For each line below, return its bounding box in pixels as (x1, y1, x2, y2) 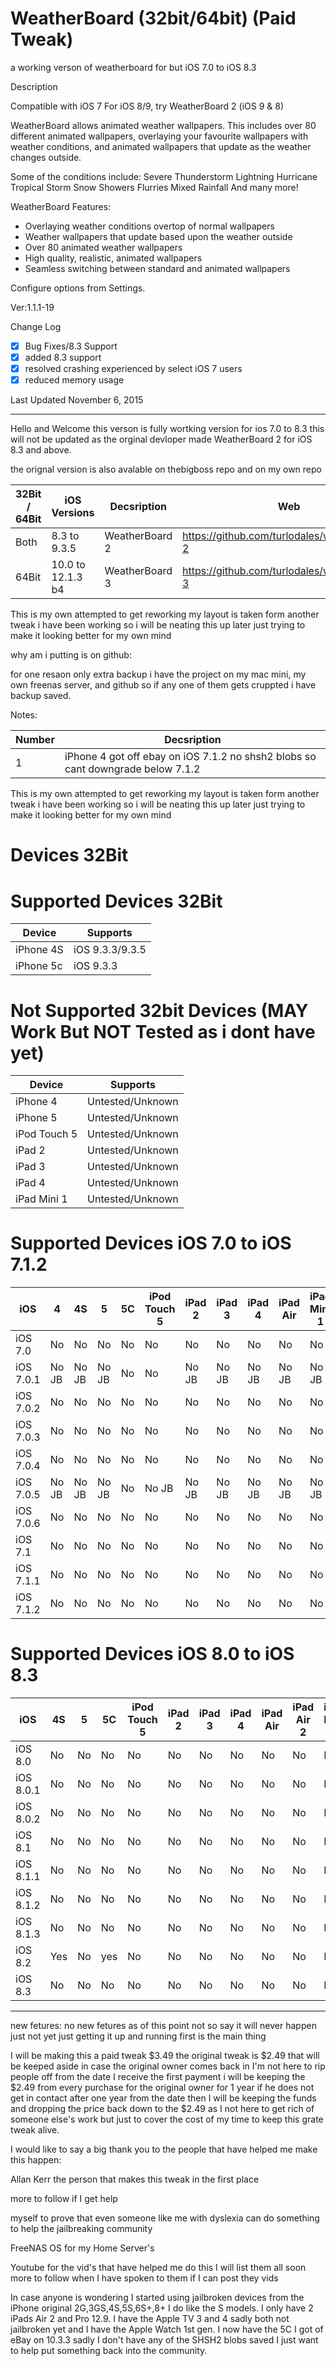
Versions (51, 506, 95, 520)
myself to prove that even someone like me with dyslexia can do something (10, 2212, 320, 2224)
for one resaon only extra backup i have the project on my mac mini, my (10, 668, 307, 681)
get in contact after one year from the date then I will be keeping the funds (10, 2092, 317, 2104)
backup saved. (10, 690, 72, 702)
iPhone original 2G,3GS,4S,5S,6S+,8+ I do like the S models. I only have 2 (10, 2302, 314, 2314)
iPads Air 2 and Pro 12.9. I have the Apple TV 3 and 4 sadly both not (10, 2313, 290, 2325)
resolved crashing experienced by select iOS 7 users (24, 363, 243, 375)
